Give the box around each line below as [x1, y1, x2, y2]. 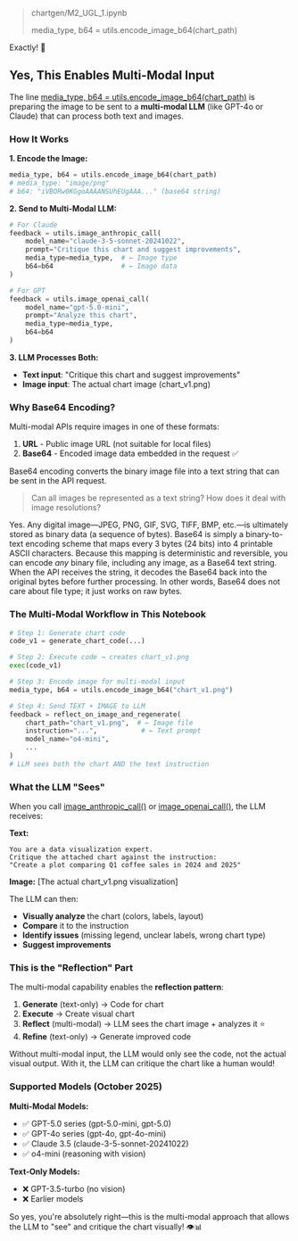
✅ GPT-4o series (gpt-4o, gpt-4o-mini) [21, 1128, 167, 1138]
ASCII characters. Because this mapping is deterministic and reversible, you [9, 548, 288, 558]
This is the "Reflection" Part [9, 962, 134, 974]
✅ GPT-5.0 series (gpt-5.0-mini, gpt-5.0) [21, 1118, 172, 1129]
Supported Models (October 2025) [9, 1080, 162, 1093]
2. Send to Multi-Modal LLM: [9, 203, 118, 213]
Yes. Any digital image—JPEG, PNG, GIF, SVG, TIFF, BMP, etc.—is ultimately [9, 519, 288, 530]
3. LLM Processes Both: [9, 352, 99, 362]
